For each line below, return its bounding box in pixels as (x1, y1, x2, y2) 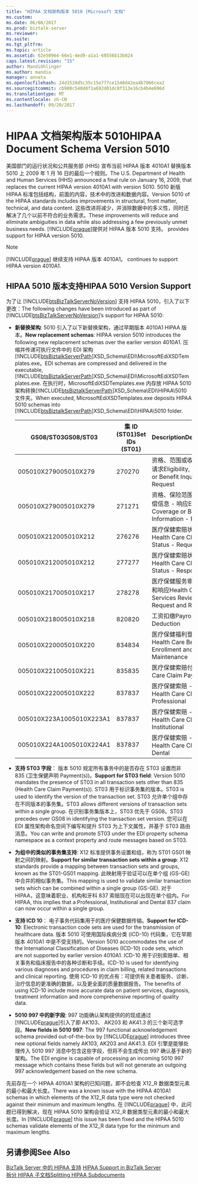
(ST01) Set (116, 430, 146, 439)
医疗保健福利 (151, 630, 187, 638)
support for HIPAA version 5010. (6, 232, 84, 239)
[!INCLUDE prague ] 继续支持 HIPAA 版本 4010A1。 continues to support (6, 256, 178, 263)
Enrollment (151, 645, 181, 654)
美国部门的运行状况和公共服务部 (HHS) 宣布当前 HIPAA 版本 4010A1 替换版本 (6, 162, 192, 169)
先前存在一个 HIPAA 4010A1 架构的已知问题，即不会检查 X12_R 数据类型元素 (6, 1080, 190, 1087)
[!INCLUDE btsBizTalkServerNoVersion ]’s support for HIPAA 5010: (6, 312, 164, 319)
